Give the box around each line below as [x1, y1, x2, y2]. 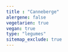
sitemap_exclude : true [6, 36, 62, 42]
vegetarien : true [6, 20, 49, 26]
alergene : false [6, 14, 46, 20]
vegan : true [6, 25, 35, 32]
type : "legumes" [6, 31, 46, 37]
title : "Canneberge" [6, 8, 60, 15]
